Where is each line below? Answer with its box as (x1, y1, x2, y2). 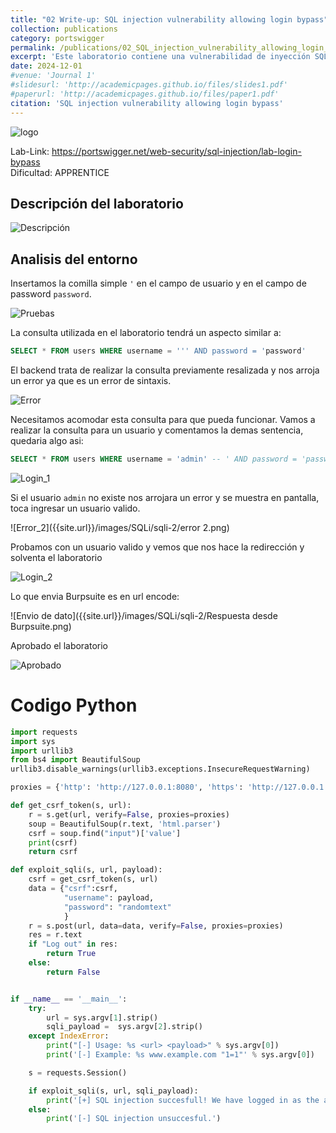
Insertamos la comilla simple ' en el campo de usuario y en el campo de (10, 277, 307, 290)
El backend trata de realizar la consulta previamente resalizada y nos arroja (10, 364, 320, 376)
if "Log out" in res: (28, 939, 118, 950)
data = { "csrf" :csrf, (28, 884, 118, 894)
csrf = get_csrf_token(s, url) (28, 874, 159, 885)
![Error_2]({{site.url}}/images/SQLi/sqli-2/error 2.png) (10, 521, 230, 533)
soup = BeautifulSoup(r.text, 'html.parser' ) (28, 819, 222, 829)
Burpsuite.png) (10, 620, 72, 632)
